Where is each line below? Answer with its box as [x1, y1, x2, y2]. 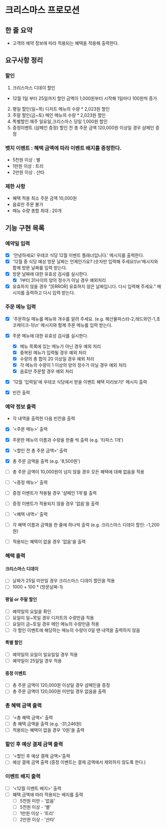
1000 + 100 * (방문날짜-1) [12, 584, 63, 590]
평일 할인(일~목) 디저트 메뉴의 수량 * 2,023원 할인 [12, 106, 110, 112]
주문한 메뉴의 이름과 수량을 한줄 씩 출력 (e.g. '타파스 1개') [12, 437, 124, 443]
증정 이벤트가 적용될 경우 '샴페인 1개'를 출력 [12, 490, 97, 496]
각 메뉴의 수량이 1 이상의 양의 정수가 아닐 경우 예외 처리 [19, 362, 127, 368]
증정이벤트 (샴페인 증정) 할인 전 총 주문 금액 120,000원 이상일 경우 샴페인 [12, 124, 155, 130]
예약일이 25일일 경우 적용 [12, 658, 62, 664]
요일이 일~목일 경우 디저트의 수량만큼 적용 [12, 614, 94, 620]
